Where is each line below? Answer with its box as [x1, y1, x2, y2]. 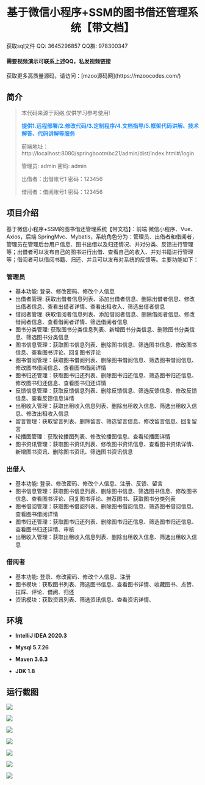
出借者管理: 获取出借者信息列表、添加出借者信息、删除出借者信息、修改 [15, 295, 195, 303]
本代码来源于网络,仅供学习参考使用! [21, 109, 110, 116]
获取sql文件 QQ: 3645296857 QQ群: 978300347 [6, 42, 128, 50]
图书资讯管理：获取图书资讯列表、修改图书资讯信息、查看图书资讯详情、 [15, 441, 197, 448]
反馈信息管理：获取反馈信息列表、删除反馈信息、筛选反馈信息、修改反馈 [15, 387, 197, 394]
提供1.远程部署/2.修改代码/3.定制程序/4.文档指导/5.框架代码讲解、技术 [21, 122, 199, 129]
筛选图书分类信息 [26, 334, 69, 341]
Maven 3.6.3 [15, 655, 48, 663]
